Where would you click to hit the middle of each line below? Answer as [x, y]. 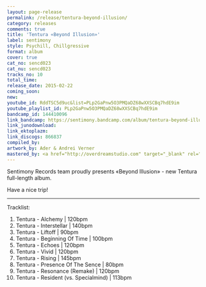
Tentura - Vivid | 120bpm [47, 252]
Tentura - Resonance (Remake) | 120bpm [68, 271]
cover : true [22, 57]
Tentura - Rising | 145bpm [48, 258]
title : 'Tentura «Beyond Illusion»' [53, 35]
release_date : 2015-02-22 [40, 86]
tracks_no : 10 [25, 74]
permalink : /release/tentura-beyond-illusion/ [67, 18]
